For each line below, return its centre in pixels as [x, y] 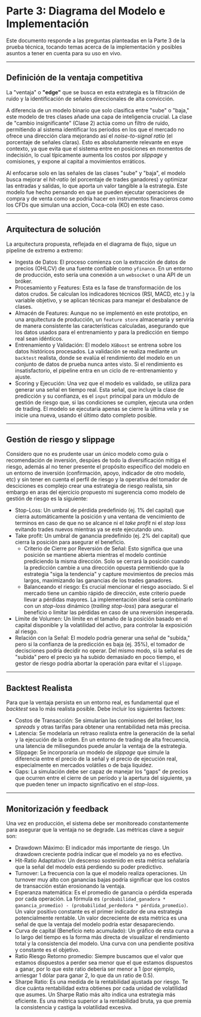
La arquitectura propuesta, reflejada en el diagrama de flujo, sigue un [91, 244]
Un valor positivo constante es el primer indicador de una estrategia [98, 912]
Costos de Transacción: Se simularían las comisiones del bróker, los [98, 721]
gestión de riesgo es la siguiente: [47, 499]
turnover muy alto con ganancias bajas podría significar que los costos [102, 879]
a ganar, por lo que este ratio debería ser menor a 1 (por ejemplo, [95, 969]
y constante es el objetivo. [47, 950]
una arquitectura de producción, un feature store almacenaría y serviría [104, 319]
